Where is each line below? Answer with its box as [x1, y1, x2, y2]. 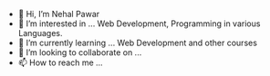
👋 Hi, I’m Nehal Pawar [17, 9, 100, 19]
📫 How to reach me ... [17, 57, 103, 68]
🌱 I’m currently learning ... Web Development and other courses [17, 37, 258, 48]
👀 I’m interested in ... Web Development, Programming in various [17, 18, 261, 29]
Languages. [17, 28, 63, 38]
